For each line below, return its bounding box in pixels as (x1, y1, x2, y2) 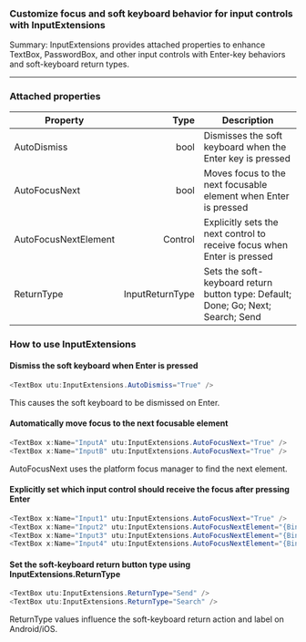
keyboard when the (203, 140, 287, 153)
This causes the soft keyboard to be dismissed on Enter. (9, 397, 220, 408)
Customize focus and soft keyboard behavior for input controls (9, 7, 293, 20)
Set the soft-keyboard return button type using (9, 559, 191, 570)
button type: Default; (203, 287, 291, 300)
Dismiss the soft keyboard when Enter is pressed (9, 360, 199, 371)
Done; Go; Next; (203, 299, 271, 312)
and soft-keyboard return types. (9, 58, 130, 70)
